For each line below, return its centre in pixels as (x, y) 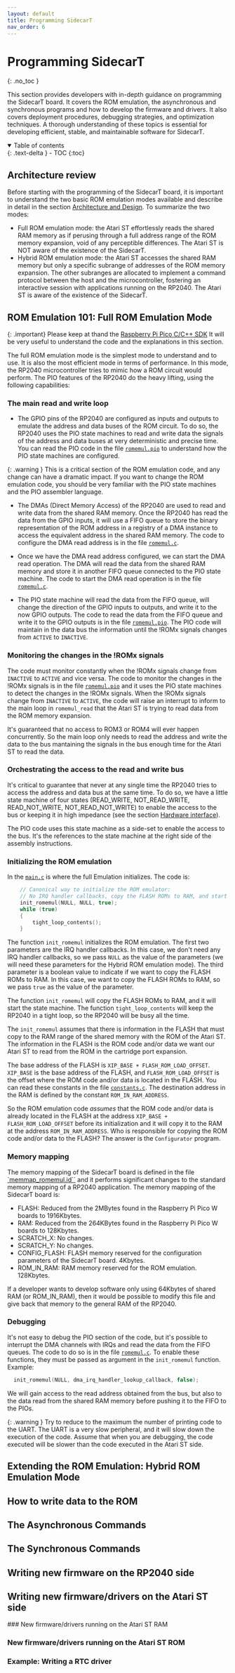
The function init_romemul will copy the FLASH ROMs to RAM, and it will (112, 1001)
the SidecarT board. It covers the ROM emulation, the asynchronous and (112, 102)
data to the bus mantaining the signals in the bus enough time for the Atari (114, 744)
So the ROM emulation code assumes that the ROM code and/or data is (110, 1109)
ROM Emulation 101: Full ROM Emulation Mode (110, 317)
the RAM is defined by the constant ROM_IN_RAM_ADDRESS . (88, 1095)
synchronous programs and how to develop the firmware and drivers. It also (117, 110)
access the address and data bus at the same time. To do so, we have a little (117, 792)
